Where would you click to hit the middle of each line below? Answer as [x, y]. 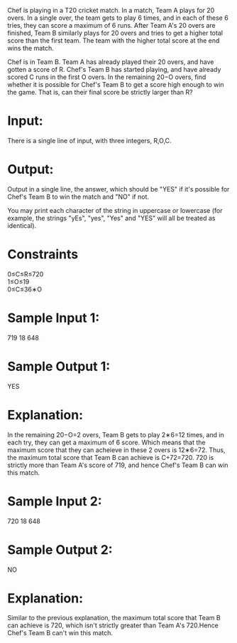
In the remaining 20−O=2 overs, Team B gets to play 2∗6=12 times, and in [116, 434]
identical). [22, 225]
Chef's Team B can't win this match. [60, 633]
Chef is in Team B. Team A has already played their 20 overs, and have [111, 62]
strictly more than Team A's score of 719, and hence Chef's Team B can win [118, 465]
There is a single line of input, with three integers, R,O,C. [89, 140]
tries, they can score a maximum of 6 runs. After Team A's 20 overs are [111, 25]
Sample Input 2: [55, 501]
